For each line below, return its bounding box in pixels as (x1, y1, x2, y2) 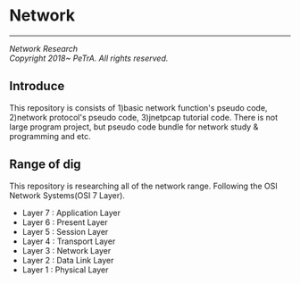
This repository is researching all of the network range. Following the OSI (9, 180, 279, 191)
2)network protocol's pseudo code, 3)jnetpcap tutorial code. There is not (9, 112, 279, 122)
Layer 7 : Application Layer (21, 207, 121, 218)
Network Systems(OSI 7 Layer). (9, 189, 125, 201)
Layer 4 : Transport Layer (21, 236, 116, 246)
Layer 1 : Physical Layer (21, 264, 109, 275)
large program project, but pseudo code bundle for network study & (9, 121, 259, 132)
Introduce (9, 79, 65, 94)
